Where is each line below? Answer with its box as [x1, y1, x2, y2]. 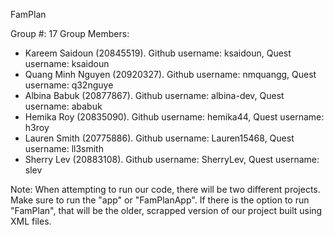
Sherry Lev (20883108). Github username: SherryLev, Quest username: [24, 154, 320, 165]
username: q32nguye [24, 79, 114, 91]
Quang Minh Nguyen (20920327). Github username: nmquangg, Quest [24, 69, 317, 80]
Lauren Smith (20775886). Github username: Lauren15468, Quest [24, 132, 295, 144]
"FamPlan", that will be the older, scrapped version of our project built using [10, 205, 323, 216]
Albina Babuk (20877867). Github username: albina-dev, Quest [24, 90, 285, 101]
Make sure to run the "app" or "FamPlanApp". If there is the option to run [10, 194, 310, 206]
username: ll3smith [24, 143, 104, 154]
